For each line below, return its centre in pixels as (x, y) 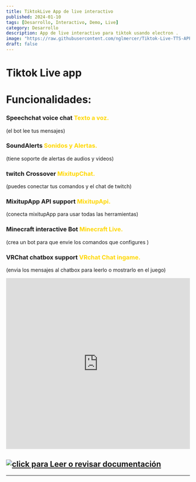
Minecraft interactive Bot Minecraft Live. (65, 230)
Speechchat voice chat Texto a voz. (57, 118)
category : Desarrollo (32, 28)
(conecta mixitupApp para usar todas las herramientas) (72, 214)
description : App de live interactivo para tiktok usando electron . (92, 33)
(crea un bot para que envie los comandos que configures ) (78, 242)
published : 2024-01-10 (34, 17)
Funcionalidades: (49, 100)
